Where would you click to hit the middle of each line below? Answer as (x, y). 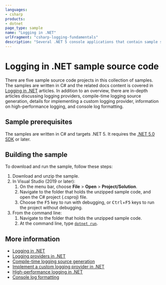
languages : (16, 10)
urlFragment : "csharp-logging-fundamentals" (52, 38)
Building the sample (36, 155)
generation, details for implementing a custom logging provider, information (82, 101)
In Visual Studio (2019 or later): (44, 182)
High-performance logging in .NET (47, 272)
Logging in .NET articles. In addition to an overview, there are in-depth (77, 91)
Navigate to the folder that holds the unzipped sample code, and (85, 192)
